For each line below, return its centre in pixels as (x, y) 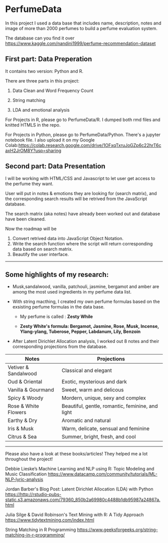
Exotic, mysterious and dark (94, 382)
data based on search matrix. (42, 249)
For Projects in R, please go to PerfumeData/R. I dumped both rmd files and (83, 119)
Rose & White (23, 406)
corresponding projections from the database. (60, 346)
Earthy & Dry (22, 420)
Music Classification (26, 474)
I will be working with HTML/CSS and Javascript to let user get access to (80, 178)
